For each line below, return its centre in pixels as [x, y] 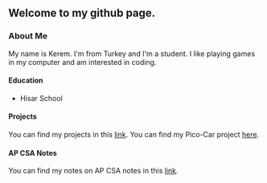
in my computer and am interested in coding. [82, 62]
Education [26, 80]
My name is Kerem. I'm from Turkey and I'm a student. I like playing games [132, 53]
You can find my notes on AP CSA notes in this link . [93, 171]
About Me [28, 36]
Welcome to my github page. [82, 13]
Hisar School [41, 98]
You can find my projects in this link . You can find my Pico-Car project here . [134, 135]
